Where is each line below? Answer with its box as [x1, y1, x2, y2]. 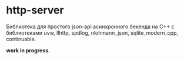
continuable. [6, 35, 36, 42]
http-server [6, 4, 64, 17]
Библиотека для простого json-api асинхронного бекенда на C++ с [6, 23, 175, 30]
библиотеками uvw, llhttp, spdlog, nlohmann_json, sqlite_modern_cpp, [6, 29, 178, 36]
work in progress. [6, 46, 51, 54]
